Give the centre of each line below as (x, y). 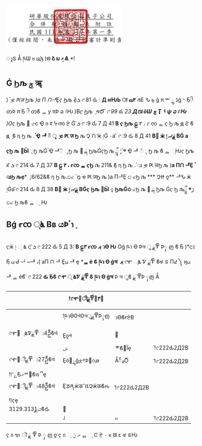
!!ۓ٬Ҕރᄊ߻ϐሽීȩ (28, 374)
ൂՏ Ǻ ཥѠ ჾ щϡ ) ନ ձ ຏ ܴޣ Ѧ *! (41, 58)
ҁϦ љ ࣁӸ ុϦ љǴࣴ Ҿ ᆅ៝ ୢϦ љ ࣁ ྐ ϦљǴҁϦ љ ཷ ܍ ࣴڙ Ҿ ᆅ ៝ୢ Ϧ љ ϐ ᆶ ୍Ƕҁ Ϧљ (100, 151)
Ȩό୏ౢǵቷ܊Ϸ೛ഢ (81, 361)
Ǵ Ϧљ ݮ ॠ (24, 83)
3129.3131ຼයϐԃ (29, 409)
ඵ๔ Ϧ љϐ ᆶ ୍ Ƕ (27, 202)
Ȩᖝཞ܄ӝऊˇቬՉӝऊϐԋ (86, 386)
